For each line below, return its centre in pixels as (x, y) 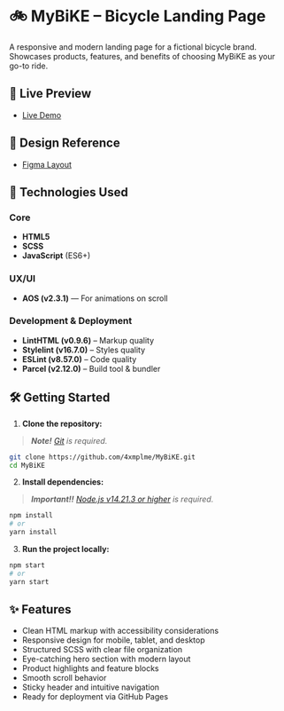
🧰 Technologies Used (69, 192)
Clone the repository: (62, 423)
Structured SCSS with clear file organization (102, 650)
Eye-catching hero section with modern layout (106, 659)
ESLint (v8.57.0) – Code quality (79, 359)
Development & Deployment (71, 321)
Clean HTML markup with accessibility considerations (120, 631)
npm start (27, 565)
